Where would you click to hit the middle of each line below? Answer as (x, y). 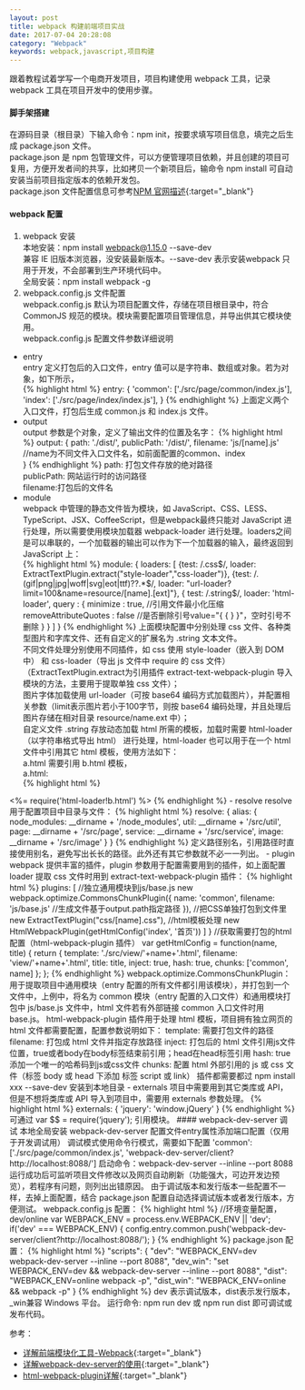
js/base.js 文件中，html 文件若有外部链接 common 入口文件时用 (146, 1007)
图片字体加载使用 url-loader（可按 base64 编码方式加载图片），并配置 (152, 695)
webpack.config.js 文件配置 (74, 293)
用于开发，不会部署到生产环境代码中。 (94, 270)
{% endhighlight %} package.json (221, 1239)
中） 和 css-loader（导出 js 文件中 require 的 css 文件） (126, 660)
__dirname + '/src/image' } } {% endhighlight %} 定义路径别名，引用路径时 (148, 841)
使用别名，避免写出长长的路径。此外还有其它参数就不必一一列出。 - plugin (156, 853)
